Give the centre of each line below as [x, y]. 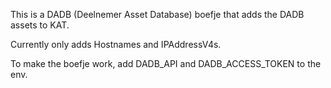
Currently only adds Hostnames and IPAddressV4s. [116, 44]
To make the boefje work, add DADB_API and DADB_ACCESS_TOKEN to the [166, 63]
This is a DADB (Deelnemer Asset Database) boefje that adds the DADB [157, 14]
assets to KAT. [40, 25]
